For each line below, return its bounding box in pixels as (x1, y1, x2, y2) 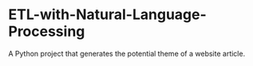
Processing (8, 22, 85, 41)
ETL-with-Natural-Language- (8, 6, 208, 24)
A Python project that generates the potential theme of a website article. (8, 49, 246, 58)
